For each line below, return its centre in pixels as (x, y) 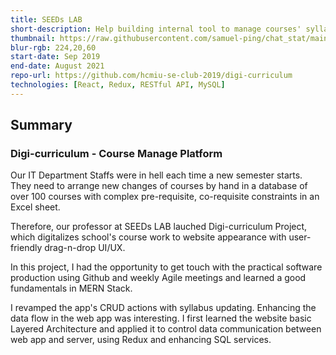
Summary (41, 125)
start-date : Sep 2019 (55, 57)
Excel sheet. (35, 207)
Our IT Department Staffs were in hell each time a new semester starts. (156, 175)
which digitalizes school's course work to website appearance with (148, 237)
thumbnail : (33, 38)
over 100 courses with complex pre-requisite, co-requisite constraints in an (165, 197)
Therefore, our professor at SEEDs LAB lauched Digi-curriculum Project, (159, 227)
